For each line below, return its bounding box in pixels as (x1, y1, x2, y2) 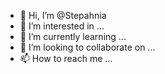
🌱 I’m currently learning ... (19, 31, 127, 42)
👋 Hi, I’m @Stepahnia (19, 10, 107, 21)
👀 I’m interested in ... (19, 20, 105, 32)
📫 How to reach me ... (19, 53, 113, 64)
